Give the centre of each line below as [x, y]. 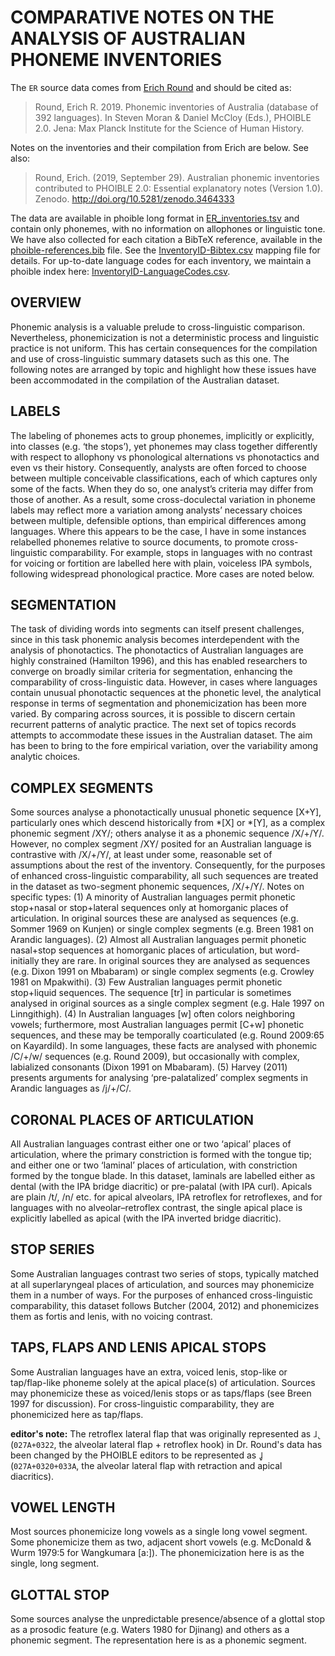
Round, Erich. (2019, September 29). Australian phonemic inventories [177, 177]
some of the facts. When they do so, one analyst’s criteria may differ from [162, 488]
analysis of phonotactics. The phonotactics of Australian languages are [157, 650]
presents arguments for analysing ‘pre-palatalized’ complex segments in [159, 1078]
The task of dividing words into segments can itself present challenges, [157, 629]
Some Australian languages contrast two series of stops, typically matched [164, 1273]
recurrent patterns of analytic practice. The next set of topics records [153, 725]
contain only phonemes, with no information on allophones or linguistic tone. [168, 228]
